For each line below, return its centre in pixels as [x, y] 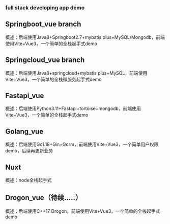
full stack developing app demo [45, 8]
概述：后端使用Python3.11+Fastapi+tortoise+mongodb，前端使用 [73, 108]
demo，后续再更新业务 [29, 151]
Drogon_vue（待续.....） [44, 198]
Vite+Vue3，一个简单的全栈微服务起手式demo [53, 79]
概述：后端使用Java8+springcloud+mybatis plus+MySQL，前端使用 [76, 73]
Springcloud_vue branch [45, 60]
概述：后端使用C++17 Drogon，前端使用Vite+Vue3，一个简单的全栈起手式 [83, 211]
